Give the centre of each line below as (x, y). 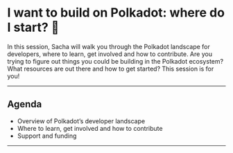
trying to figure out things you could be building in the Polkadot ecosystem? (115, 61)
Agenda (25, 104)
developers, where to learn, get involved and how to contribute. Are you (110, 54)
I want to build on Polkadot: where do (116, 13)
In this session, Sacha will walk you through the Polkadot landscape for (109, 46)
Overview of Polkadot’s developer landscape (81, 121)
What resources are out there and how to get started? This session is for (111, 69)
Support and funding (47, 136)
